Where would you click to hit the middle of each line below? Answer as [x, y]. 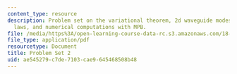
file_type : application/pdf [49, 40]
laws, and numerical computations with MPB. [80, 27]
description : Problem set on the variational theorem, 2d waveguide [110, 20]
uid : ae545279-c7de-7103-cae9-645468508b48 [72, 60]
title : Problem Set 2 [39, 54]
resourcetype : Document [42, 47]
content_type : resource [42, 14]
